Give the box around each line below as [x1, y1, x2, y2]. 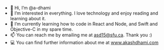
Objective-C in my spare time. [10, 26, 73, 32]
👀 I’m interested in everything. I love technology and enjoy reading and [10, 10, 158, 16]
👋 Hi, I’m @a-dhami [10, 5, 51, 11]
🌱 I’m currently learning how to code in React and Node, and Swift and [10, 21, 158, 27]
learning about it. [10, 16, 46, 21]
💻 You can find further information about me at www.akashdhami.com [10, 39, 159, 45]
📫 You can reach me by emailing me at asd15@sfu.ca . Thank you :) [10, 32, 152, 38]
